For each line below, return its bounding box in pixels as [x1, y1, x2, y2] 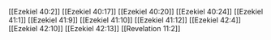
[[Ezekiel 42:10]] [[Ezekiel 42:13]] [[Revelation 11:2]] [8, 24, 181, 33]
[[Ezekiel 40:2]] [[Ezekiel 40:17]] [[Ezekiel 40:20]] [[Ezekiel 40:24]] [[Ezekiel [8, 7, 264, 16]
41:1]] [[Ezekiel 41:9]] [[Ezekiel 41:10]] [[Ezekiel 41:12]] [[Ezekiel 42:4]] [8, 15, 242, 25]
